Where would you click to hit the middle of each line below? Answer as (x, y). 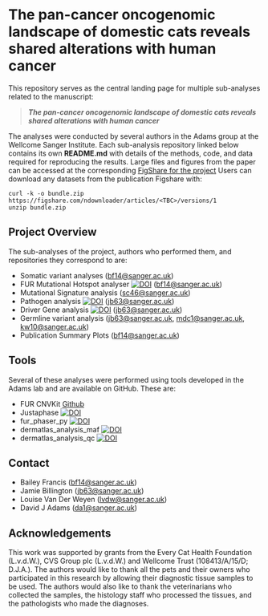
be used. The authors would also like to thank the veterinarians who (120, 586)
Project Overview (53, 232)
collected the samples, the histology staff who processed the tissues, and (130, 595)
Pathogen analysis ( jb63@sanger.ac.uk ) (97, 301)
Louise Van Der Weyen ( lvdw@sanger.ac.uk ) (93, 500)
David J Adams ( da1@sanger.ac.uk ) (79, 508)
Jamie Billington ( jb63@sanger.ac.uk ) (82, 491)
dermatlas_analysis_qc (57, 438)
